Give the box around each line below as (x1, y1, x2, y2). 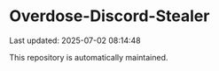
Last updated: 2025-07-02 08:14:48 (9, 35, 142, 46)
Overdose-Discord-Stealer (9, 6, 210, 26)
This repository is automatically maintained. (9, 52, 168, 62)
